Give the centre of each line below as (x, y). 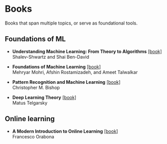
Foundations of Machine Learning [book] (56, 66)
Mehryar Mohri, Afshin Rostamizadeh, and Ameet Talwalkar (75, 72)
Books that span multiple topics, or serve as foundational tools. (71, 23)
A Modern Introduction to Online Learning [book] (65, 131)
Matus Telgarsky (30, 103)
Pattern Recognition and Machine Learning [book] (66, 82)
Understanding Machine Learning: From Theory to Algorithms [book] (87, 51)
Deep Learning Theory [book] (44, 97)
